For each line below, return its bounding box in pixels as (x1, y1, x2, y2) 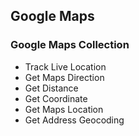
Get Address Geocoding (24, 114, 125, 126)
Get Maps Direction (24, 71, 105, 83)
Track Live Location (24, 60, 107, 73)
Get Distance (24, 82, 79, 94)
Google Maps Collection (10, 38, 130, 52)
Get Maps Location (24, 103, 104, 115)
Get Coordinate (24, 92, 88, 104)
